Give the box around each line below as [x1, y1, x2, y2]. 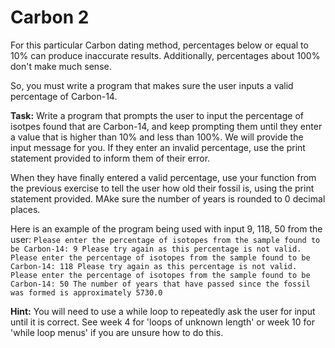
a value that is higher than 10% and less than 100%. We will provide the [10, 131, 304, 143]
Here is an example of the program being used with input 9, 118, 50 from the [10, 222, 323, 235]
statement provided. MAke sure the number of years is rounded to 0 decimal [10, 192, 326, 205]
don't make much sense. [10, 60, 112, 72]
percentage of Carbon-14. [10, 90, 118, 102]
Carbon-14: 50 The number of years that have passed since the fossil [10, 279, 311, 289]
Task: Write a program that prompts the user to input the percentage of [10, 109, 304, 121]
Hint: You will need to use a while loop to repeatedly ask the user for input [10, 305, 316, 317]
